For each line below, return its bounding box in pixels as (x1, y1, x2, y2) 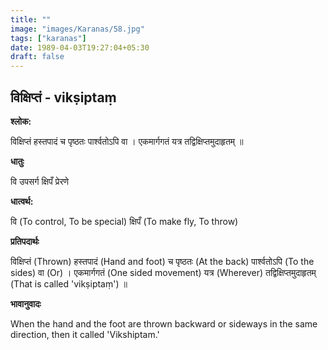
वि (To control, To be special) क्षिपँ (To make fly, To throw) (10, 215, 239, 227)
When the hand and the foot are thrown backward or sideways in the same (10, 317, 318, 330)
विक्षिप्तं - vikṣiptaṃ (10, 89, 117, 106)
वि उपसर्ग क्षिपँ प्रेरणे (10, 175, 70, 187)
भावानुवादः (10, 297, 42, 310)
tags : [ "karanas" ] (10, 33, 87, 43)
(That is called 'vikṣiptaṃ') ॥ (10, 277, 128, 290)
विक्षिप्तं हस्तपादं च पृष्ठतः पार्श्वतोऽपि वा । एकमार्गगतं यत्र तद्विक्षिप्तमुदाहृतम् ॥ (10, 135, 244, 147)
